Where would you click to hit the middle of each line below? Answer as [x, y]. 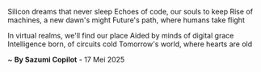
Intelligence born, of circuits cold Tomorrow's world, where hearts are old [130, 44]
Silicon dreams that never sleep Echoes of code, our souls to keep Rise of [130, 12]
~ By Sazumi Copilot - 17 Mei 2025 [66, 60]
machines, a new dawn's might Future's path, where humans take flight [126, 20]
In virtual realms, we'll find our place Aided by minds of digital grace [121, 36]
